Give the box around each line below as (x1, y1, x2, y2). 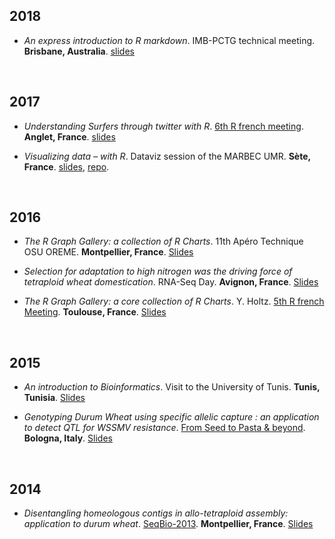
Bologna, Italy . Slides (23, 432, 113, 444)
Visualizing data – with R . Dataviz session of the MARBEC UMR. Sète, (23, 150, 311, 162)
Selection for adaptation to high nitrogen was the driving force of (23, 265, 293, 278)
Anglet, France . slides (23, 130, 116, 143)
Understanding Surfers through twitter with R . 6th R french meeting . (23, 120, 304, 132)
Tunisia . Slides (23, 392, 86, 404)
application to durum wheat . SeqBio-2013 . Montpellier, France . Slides (23, 518, 314, 530)
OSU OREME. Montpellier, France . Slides (23, 246, 194, 258)
